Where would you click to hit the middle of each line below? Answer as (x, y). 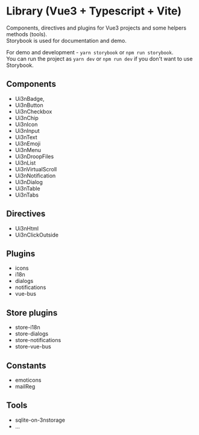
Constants (26, 365)
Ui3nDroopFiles (34, 156)
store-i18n (27, 328)
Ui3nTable (27, 188)
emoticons (28, 380)
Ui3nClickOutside (37, 235)
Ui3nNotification (35, 176)
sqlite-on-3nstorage (40, 420)
